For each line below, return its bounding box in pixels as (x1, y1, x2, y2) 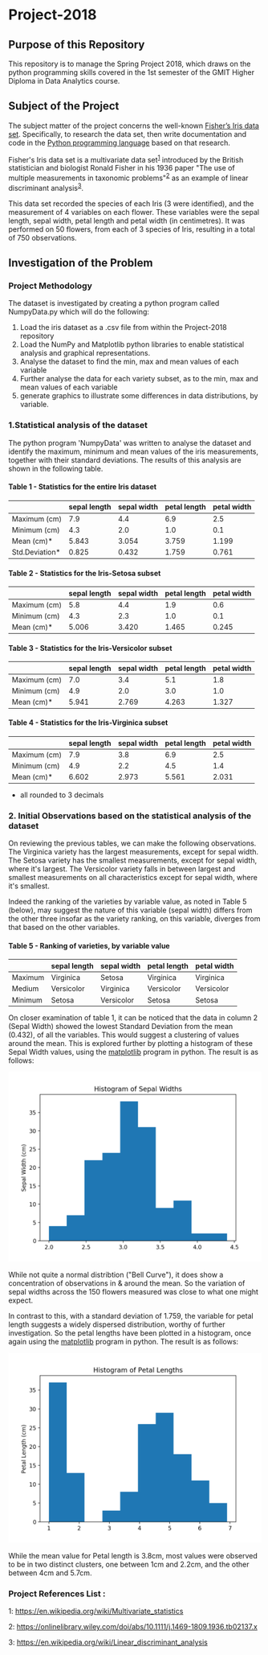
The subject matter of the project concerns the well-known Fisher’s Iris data (8, 121, 259, 130)
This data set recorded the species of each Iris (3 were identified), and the (8, 199, 254, 208)
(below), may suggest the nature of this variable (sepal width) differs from (8, 905, 253, 915)
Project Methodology (8, 280, 92, 291)
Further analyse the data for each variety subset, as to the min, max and (19, 374, 258, 384)
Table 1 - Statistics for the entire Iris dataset (8, 482, 157, 492)
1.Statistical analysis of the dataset (8, 420, 148, 431)
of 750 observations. (8, 233, 78, 242)
